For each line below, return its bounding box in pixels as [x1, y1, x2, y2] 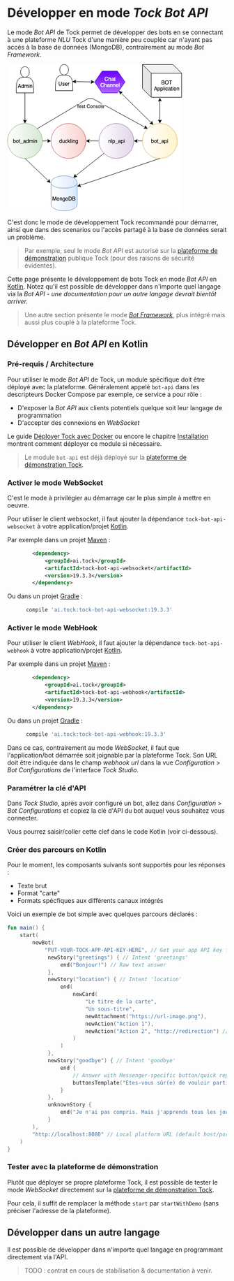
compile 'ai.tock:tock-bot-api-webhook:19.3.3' [25, 730, 167, 738]
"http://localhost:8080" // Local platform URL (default [32, 1131, 201, 1138]
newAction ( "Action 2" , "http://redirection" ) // [84, 1027, 229, 1035]
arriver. [7, 297, 28, 305]
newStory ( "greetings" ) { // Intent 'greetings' [47, 954, 189, 961]
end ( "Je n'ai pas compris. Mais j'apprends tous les [60, 1109, 217, 1116]
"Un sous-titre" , [84, 1005, 136, 1013]
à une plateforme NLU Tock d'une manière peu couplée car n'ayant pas [7, 35, 212, 43]
